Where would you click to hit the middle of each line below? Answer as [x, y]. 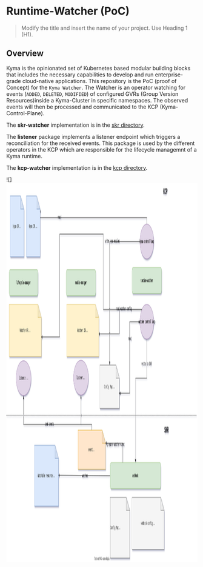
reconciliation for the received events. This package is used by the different [101, 143]
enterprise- [169, 75]
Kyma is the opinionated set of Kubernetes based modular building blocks [98, 68]
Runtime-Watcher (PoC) [68, 11]
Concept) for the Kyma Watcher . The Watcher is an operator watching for [96, 87]
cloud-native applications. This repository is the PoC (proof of [99, 81]
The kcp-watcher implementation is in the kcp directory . [77, 167]
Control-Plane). [25, 113]
